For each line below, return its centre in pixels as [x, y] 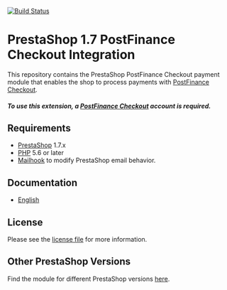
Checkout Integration [71, 55]
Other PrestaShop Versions [69, 262]
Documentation [43, 182]
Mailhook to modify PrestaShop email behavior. [87, 161]
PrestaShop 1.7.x [41, 145]
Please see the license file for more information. [77, 239]
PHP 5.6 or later [40, 153]
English [28, 200]
